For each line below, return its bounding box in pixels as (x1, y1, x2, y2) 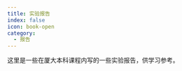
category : (7, 29, 36, 37)
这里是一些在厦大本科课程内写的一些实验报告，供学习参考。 (7, 56, 179, 65)
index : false (7, 17, 45, 24)
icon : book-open (7, 23, 55, 30)
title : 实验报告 (7, 10, 50, 17)
